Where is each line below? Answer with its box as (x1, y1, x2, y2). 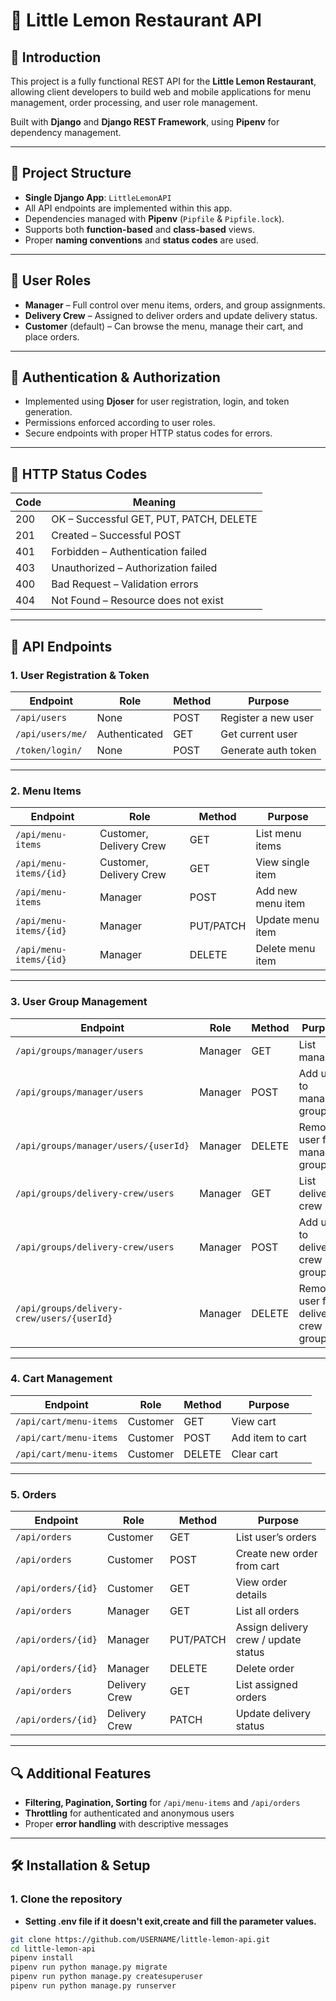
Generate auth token (220, 743, 317, 757)
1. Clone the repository (10, 1892, 123, 1906)
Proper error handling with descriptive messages (24, 1817, 229, 1829)
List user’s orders (235, 1530, 317, 1544)
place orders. (24, 330, 80, 343)
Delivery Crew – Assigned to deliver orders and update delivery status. (24, 309, 318, 321)
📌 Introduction (10, 49, 102, 66)
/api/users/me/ (15, 728, 88, 739)
